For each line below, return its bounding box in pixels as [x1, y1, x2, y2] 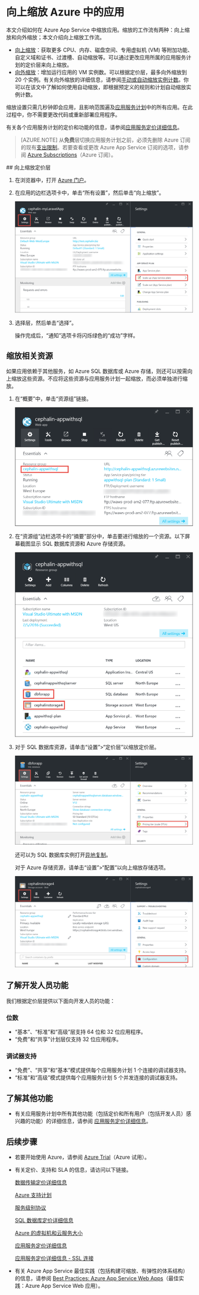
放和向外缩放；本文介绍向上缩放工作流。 [6, 33, 105, 40]
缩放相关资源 [6, 351, 53, 361]
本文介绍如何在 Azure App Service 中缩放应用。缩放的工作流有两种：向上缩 [6, 26, 190, 33]
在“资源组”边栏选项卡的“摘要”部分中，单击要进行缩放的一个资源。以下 [14, 533, 185, 540]
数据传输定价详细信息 [14, 1179, 67, 1186]
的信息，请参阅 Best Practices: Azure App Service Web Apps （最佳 [14, 1275, 179, 1282]
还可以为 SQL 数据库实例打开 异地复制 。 [14, 851, 111, 858]
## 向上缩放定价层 [6, 164, 51, 171]
